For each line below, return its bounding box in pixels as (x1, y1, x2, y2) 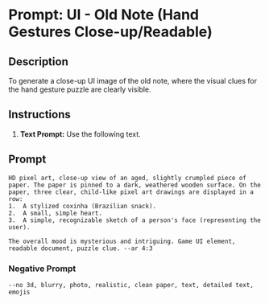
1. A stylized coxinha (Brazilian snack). (8, 202, 157, 210)
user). (8, 223, 31, 231)
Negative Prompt (8, 263, 77, 274)
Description (8, 55, 68, 68)
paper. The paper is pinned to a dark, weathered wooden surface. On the (8, 181, 262, 189)
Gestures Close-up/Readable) (8, 23, 213, 41)
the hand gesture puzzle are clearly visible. (8, 84, 151, 94)
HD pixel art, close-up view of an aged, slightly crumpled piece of (8, 174, 247, 182)
